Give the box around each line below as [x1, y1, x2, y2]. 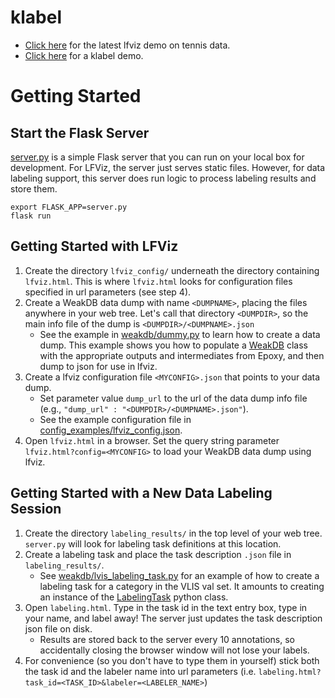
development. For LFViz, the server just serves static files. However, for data [10, 161, 326, 173]
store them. [10, 182, 58, 195]
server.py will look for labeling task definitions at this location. [24, 537, 282, 550]
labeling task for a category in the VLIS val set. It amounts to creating [39, 580, 325, 592]
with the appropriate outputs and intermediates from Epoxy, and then [39, 349, 325, 361]
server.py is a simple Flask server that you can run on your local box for [10, 151, 305, 163]
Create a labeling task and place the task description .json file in [24, 548, 292, 560]
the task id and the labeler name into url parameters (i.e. [24, 665, 257, 677]
